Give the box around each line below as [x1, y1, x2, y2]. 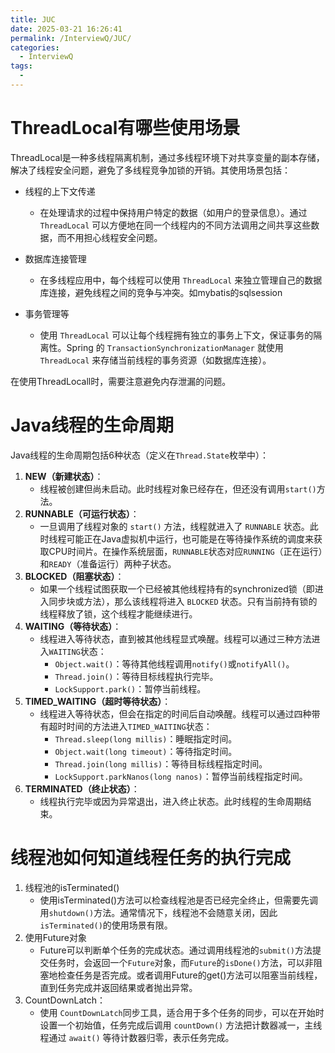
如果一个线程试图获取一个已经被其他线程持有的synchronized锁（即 [39, 582, 315, 595]
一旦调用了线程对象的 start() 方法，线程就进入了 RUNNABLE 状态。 [39, 520, 310, 532]
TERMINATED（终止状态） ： [24, 782, 140, 795]
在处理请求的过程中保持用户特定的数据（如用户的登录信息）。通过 [39, 206, 308, 218]
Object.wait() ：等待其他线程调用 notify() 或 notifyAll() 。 [54, 657, 295, 670]
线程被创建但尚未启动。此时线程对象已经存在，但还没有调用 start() [39, 482, 317, 495]
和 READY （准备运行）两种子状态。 [39, 557, 177, 570]
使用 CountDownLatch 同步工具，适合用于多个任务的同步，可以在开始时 [39, 1006, 325, 1018]
